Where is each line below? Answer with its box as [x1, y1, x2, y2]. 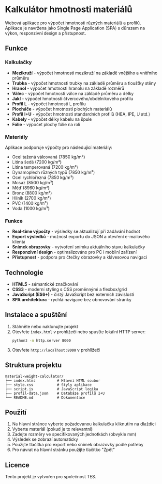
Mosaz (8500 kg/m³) [12, 179, 54, 185]
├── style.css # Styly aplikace [5, 382, 92, 387]
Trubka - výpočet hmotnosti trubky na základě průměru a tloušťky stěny [12, 80, 156, 86]
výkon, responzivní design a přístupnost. [5, 30, 86, 36]
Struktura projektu [5, 361, 62, 370]
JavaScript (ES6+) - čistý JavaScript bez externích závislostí [12, 291, 134, 297]
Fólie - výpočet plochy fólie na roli [12, 121, 81, 127]
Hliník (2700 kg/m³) [12, 195, 51, 201]
